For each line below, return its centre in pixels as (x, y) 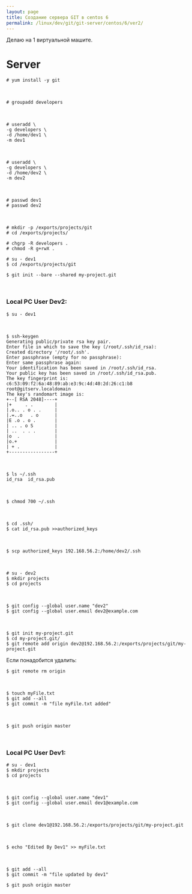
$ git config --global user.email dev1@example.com (72, 803)
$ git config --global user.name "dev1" (58, 797)
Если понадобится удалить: (41, 660)
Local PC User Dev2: (37, 302)
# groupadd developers (34, 103)
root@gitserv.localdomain (38, 389)
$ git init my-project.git (40, 633)
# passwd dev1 (24, 201)
